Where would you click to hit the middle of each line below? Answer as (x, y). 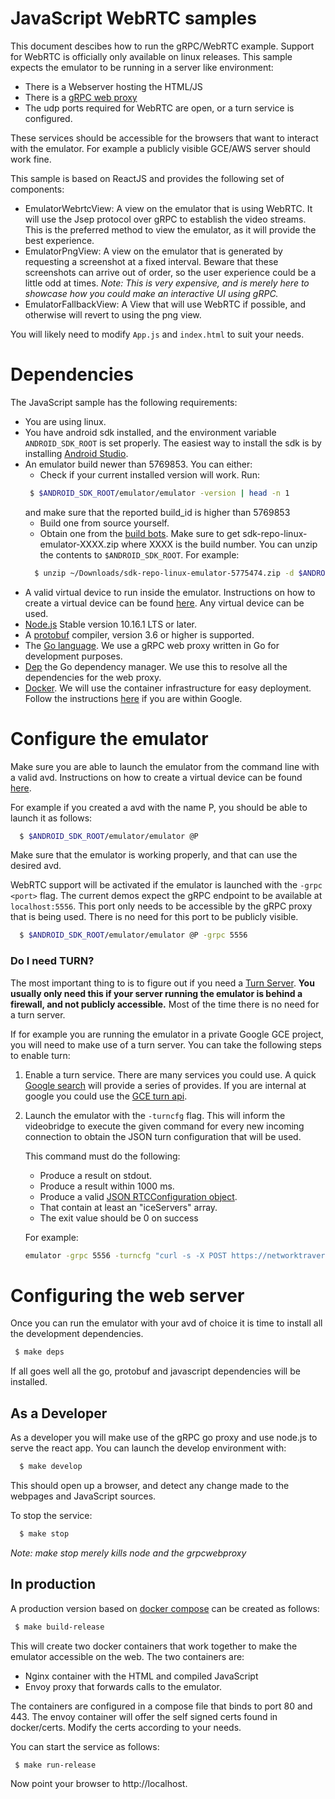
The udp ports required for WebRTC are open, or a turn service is (159, 108)
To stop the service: (51, 1515)
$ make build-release (59, 1627)
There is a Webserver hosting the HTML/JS (113, 86)
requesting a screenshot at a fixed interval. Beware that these (151, 261)
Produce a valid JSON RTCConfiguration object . (138, 1196)
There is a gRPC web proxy (81, 97)
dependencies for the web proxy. (93, 677)
